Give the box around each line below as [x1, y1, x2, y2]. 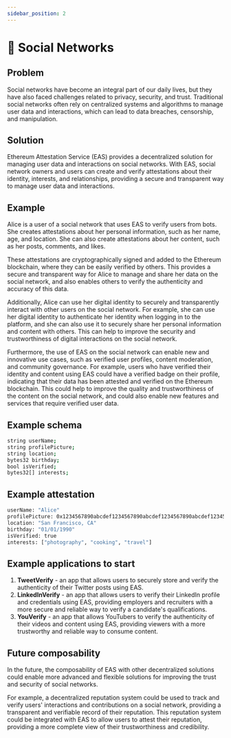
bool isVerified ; [7, 463, 57, 470]
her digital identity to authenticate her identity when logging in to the [7, 313, 201, 321]
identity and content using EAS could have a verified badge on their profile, [7, 370, 220, 379]
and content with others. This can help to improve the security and [7, 328, 196, 336]
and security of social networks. [7, 680, 98, 688]
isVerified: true [7, 532, 57, 539]
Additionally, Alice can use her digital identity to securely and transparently [7, 298, 219, 306]
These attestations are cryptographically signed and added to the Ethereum [7, 255, 221, 264]
